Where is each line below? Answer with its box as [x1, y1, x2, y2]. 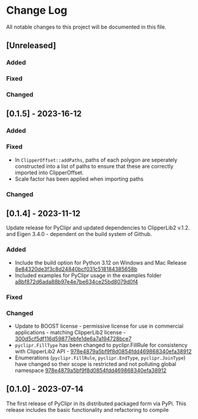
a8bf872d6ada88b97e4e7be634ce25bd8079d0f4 [14, 278, 138, 285]
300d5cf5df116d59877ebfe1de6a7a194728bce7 [14, 335, 132, 342]
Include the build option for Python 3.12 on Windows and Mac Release [14, 259, 187, 266]
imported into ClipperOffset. [14, 169, 84, 176]
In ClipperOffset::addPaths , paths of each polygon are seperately [14, 156, 178, 163]
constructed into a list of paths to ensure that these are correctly [14, 162, 174, 170]
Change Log [6, 4, 67, 17]
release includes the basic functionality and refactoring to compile [6, 406, 169, 413]
